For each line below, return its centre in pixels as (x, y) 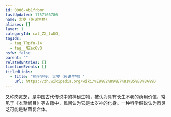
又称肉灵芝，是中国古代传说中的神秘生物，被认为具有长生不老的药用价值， (83, 96)
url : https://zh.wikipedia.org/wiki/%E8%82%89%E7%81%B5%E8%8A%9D (85, 81)
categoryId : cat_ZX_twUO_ (33, 34)
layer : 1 (15, 29)
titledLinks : (19, 72)
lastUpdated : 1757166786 (32, 15)
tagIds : (13, 39)
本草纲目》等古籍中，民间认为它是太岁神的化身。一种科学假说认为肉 (90, 103)
